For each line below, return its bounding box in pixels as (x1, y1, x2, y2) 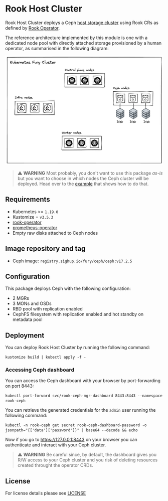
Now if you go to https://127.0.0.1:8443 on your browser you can (5, 437, 138, 443)
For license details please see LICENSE (5, 490, 86, 496)
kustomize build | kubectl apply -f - (5, 355, 86, 360)
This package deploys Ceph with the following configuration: (5, 285, 131, 291)
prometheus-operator (12, 224, 58, 231)
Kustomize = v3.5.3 (12, 214, 54, 220)
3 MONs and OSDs (12, 300, 52, 306)
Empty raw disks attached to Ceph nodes (12, 230, 98, 236)
